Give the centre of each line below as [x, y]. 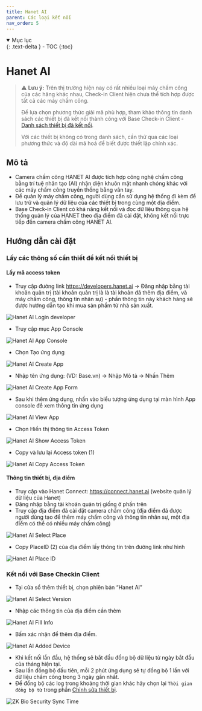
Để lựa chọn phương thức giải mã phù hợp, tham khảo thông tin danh [106, 112]
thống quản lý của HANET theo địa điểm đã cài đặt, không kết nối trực [102, 216]
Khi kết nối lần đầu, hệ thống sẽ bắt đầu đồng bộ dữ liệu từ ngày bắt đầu [105, 658]
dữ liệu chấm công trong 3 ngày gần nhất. [67, 677]
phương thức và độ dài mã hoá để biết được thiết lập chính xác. [99, 143]
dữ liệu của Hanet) [38, 498]
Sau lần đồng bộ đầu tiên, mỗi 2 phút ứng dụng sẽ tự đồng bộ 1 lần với [102, 670]
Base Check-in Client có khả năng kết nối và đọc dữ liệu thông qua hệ [102, 209]
